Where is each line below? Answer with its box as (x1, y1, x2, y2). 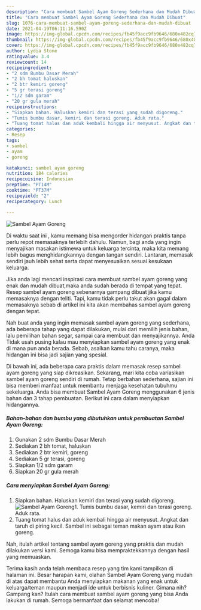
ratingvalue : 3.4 (6, 53, 50, 59)
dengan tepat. (6, 307, 41, 314)
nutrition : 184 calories (6, 171, 68, 177)
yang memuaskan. (6, 554, 52, 561)
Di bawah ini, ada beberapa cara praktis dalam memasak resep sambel (6, 362, 181, 370)
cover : (6, 43, 23, 49)
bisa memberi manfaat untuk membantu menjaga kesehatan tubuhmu (6, 382, 178, 389)
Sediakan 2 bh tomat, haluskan (14, 442, 92, 450)
